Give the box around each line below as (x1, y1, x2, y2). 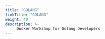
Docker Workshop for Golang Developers (16, 26, 100, 31)
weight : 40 (5, 17, 28, 22)
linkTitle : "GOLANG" (5, 12, 49, 17)
